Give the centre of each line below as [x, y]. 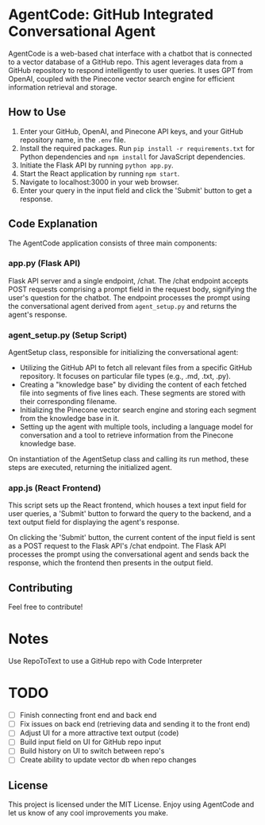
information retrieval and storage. [63, 87]
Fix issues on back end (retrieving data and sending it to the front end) [135, 724]
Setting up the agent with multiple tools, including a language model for [136, 427]
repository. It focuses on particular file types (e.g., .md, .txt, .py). [125, 376]
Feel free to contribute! [46, 607]
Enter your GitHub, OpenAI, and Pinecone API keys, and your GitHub [131, 131]
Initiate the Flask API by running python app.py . [96, 165]
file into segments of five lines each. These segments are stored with [132, 393]
